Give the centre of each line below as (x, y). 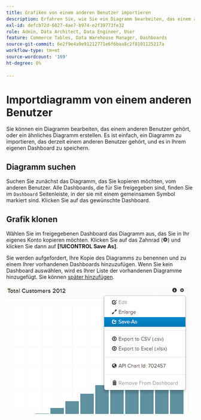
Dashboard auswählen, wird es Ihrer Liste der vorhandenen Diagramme (94, 271)
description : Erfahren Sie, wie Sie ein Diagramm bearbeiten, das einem (99, 19)
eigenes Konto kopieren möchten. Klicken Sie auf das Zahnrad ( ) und (93, 240)
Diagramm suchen (41, 167)
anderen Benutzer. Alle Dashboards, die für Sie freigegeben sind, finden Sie (100, 188)
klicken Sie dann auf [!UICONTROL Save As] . (62, 246)
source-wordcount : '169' (37, 57)
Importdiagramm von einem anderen (99, 100)
